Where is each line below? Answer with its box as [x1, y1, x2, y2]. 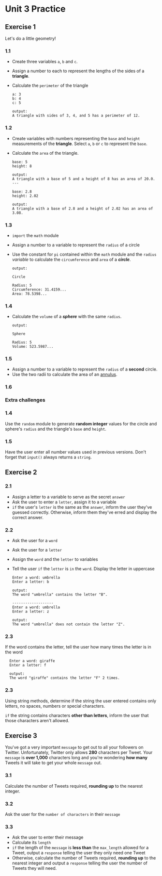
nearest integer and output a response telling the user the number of [12, 860, 147, 866]
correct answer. [12, 514, 44, 520]
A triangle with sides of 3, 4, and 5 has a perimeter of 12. [12, 113, 140, 118]
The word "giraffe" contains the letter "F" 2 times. [9, 676, 120, 681]
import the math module [12, 232, 59, 238]
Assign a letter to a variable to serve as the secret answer [12, 494, 126, 500]
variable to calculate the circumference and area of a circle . [12, 256, 131, 262]
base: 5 [12, 159, 28, 164]
